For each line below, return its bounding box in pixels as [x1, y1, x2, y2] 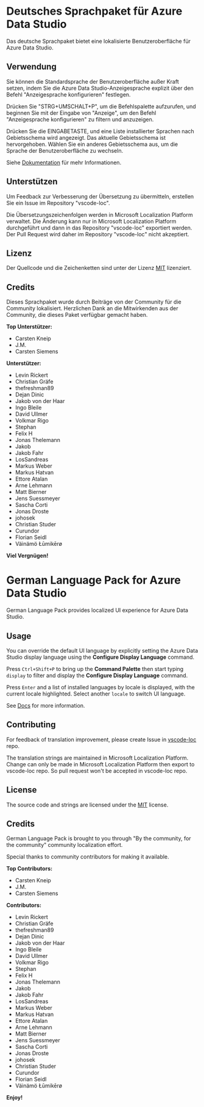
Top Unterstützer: [6, 323, 53, 330]
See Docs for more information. [6, 702, 85, 709]
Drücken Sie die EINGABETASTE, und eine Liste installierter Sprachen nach [6, 127, 195, 135]
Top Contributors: [6, 865, 53, 873]
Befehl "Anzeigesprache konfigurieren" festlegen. [6, 90, 131, 98]
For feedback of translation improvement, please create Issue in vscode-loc [6, 736, 197, 743]
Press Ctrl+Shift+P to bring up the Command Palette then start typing [6, 665, 184, 672]
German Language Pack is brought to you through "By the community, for [6, 835, 191, 842]
